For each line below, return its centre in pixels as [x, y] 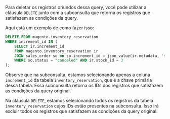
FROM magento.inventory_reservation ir [56, 51]
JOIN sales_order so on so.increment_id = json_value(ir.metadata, [87, 56]
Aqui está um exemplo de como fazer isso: [50, 28]
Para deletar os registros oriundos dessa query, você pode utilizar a [76, 7]
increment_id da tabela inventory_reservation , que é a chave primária [79, 80]
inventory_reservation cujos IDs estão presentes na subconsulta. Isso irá [82, 106]
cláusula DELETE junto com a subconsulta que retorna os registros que [78, 13]
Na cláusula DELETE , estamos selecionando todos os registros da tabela [79, 101]
